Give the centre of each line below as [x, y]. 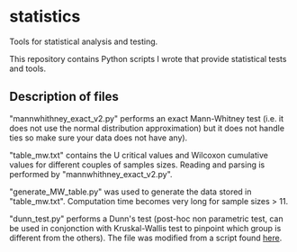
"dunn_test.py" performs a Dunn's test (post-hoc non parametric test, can [146, 219]
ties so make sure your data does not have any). [99, 138]
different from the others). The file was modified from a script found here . [146, 238]
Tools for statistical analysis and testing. [84, 41]
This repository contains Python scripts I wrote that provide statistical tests [148, 58]
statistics [45, 17]
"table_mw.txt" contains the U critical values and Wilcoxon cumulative [139, 155]
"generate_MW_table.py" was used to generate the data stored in [130, 192]
